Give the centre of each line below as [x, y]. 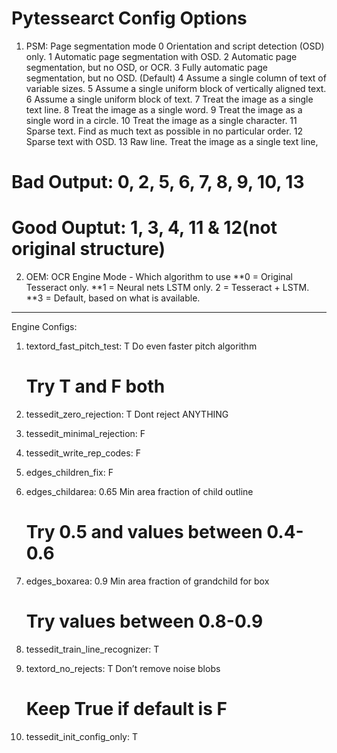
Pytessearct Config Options [129, 18]
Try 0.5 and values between [144, 532]
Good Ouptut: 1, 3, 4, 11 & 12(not [144, 228]
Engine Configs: [44, 327]
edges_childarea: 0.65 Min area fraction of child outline [139, 491]
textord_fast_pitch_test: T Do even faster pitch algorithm [141, 346]
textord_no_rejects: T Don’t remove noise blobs [123, 668]
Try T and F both [95, 386]
